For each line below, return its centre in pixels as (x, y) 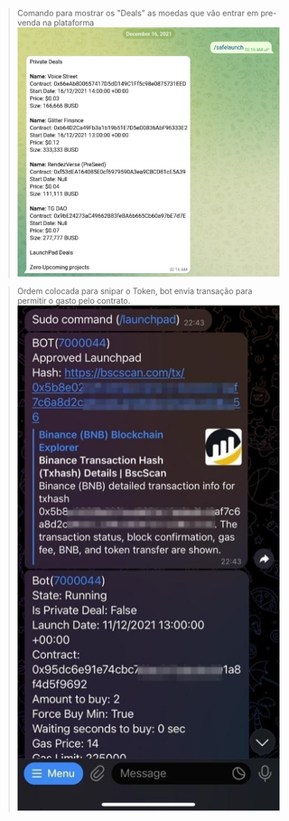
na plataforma (69, 23)
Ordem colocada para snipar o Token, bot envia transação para (135, 291)
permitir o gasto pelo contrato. (74, 301)
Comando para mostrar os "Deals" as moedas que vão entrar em (138, 13)
